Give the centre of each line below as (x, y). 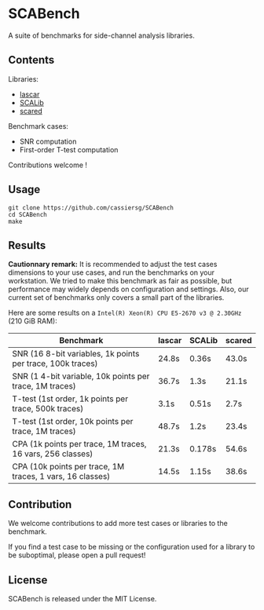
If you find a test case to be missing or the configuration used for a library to (132, 547)
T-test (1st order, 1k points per (70, 399)
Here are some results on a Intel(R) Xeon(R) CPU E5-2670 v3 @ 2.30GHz (125, 313)
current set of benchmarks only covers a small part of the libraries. (116, 298)
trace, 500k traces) (48, 409)
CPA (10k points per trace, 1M (68, 466)
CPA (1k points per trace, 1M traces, (79, 444)
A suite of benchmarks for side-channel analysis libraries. (101, 35)
